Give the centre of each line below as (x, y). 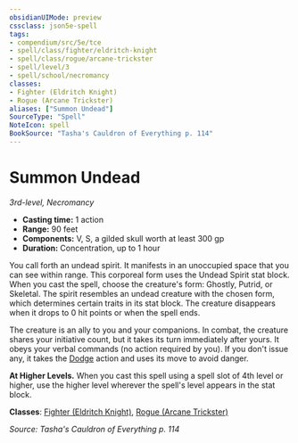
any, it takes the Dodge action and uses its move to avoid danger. (129, 358)
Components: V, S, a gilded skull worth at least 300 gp (123, 238)
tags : (19, 34)
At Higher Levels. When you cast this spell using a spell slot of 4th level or (146, 375)
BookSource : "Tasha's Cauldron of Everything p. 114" (112, 134)
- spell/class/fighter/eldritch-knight (83, 51)
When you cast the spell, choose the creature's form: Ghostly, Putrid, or (141, 284)
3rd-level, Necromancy (52, 202)
